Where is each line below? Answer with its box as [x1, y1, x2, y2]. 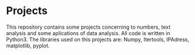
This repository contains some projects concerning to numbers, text [6, 23, 171, 30]
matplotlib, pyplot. [6, 42, 50, 49]
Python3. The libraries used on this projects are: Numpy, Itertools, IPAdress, [6, 36, 190, 43]
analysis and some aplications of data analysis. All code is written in [6, 29, 170, 36]
